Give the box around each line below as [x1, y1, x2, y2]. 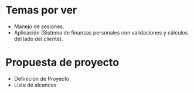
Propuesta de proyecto [5, 56, 120, 69]
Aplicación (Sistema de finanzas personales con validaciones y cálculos [13, 29, 188, 36]
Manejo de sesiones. [13, 23, 64, 30]
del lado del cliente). [13, 35, 63, 42]
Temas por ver [5, 4, 77, 17]
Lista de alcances [13, 81, 57, 88]
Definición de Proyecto [13, 75, 70, 82]
